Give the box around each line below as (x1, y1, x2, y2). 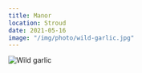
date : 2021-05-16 (8, 26, 67, 34)
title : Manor (8, 11, 52, 20)
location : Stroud (8, 19, 67, 27)
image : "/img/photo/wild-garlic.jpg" (8, 33, 135, 42)
